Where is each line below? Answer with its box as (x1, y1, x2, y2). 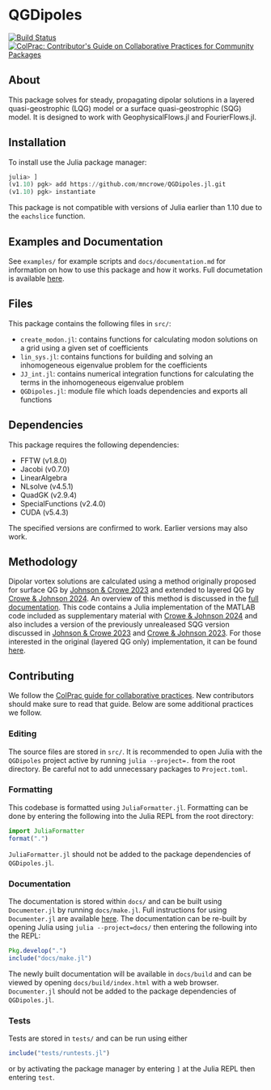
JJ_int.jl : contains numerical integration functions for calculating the (19, 368, 254, 378)
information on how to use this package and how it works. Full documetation (8, 265, 263, 274)
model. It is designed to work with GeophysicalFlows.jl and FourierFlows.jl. (8, 112, 257, 122)
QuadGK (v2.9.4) (19, 489, 77, 500)
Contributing (8, 669, 74, 683)
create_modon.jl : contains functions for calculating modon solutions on (19, 334, 258, 344)
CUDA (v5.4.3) (19, 507, 69, 517)
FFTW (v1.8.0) (19, 455, 67, 465)
